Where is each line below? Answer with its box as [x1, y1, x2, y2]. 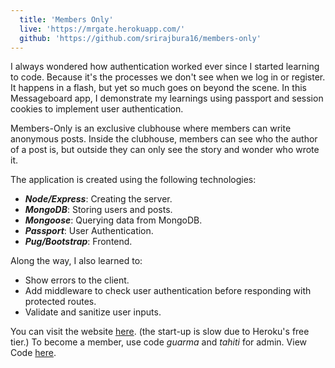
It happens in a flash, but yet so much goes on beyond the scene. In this [10, 82, 307, 94]
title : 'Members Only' [19, 14, 114, 25]
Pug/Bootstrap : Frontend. [24, 236, 133, 248]
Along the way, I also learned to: [10, 255, 143, 267]
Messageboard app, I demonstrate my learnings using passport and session [10, 92, 324, 105]
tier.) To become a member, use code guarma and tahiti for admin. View [10, 336, 307, 348]
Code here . [10, 347, 57, 359]
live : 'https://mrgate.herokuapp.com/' [19, 24, 186, 34]
